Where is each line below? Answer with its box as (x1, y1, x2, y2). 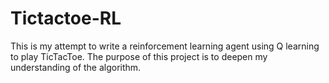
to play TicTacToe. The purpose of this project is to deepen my (10, 50, 268, 62)
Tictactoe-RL (10, 7, 122, 30)
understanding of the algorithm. (10, 61, 142, 73)
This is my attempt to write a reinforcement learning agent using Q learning (10, 40, 320, 52)
